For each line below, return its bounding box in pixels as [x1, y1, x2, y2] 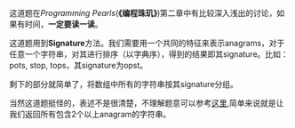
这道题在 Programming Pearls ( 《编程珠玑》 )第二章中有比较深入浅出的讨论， [9, 8, 277, 18]
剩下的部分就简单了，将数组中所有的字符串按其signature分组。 [9, 79, 238, 89]
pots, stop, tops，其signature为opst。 [9, 60, 148, 70]
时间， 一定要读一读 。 [24, 19, 103, 29]
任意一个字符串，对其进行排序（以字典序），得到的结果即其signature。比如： [9, 49, 289, 60]
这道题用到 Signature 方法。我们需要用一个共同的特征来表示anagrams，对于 [9, 38, 285, 48]
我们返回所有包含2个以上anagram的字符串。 [9, 109, 171, 119]
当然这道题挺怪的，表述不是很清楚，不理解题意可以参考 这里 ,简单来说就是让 [9, 98, 284, 108]
